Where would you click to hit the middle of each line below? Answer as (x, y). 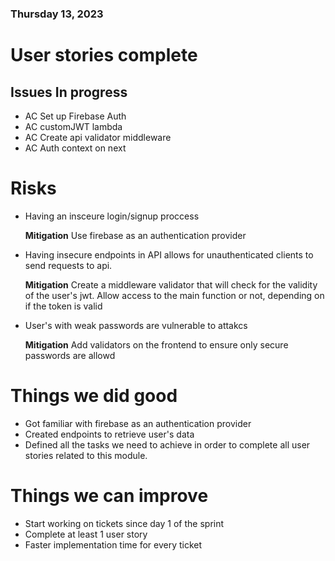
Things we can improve (109, 495)
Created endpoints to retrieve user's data (109, 434)
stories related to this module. (86, 455)
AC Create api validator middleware (98, 137)
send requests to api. (68, 265)
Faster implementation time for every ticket (113, 544)
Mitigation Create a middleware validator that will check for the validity (171, 284)
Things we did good (94, 396)
